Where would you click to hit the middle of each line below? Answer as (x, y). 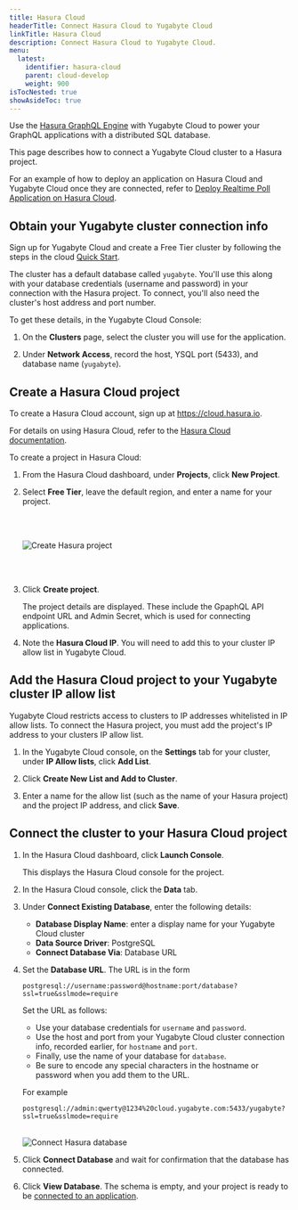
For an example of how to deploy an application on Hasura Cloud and (136, 179)
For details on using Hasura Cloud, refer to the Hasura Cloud (120, 430)
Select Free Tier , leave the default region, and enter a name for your (147, 492)
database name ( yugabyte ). (72, 364)
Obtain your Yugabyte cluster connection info (139, 226)
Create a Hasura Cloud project (95, 392)
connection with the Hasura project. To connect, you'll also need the (134, 293)
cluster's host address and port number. (83, 303)
